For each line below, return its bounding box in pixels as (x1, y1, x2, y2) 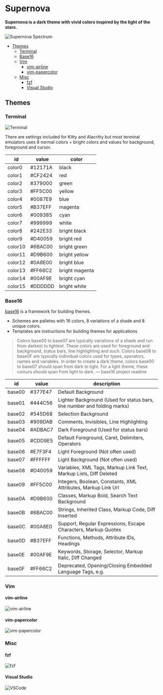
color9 (7, 235, 23, 242)
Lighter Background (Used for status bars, (58, 396, 154, 403)
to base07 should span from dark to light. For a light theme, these (16, 364, 148, 369)
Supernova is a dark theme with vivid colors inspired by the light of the (5, 19, 150, 25)
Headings (58, 540, 80, 547)
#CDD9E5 (30, 437, 53, 444)
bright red (59, 235, 81, 242)
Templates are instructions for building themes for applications (12, 328, 137, 334)
